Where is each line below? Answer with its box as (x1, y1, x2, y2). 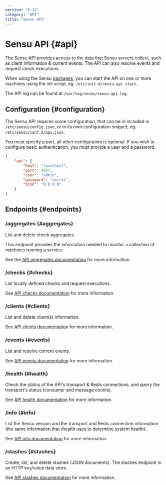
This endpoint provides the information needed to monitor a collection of (5, 241, 155, 247)
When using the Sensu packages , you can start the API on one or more (5, 75, 151, 81)
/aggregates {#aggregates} (5, 220, 73, 227)
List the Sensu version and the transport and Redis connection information (5, 421, 158, 427)
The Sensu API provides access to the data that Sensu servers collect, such (5, 55, 161, 61)
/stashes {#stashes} (5, 448, 56, 455)
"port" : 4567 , (23, 168, 52, 173)
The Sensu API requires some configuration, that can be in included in (5, 119, 149, 125)
